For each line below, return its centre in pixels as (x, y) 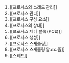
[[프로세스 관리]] (25, 13)
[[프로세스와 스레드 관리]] (33, 7)
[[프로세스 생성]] (25, 37)
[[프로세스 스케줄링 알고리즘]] (37, 49)
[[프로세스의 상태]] (27, 25)
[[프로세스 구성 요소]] (29, 19)
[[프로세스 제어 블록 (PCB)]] (36, 31)
